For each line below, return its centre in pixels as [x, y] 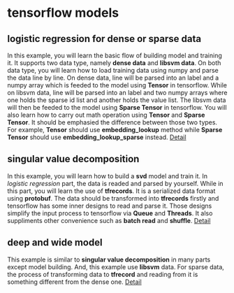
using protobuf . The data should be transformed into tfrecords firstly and [113, 198]
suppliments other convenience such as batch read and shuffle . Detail [109, 220]
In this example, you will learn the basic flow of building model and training [115, 55]
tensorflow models [63, 13]
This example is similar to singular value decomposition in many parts [109, 259]
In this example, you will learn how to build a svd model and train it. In [108, 176]
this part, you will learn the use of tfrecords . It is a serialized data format [111, 191]
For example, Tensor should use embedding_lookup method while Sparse [115, 130]
